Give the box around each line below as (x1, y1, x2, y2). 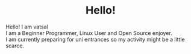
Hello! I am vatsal (5, 23, 49, 30)
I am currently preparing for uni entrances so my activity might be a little (5, 36, 185, 43)
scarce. (5, 42, 25, 49)
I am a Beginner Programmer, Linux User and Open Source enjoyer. (5, 29, 172, 36)
